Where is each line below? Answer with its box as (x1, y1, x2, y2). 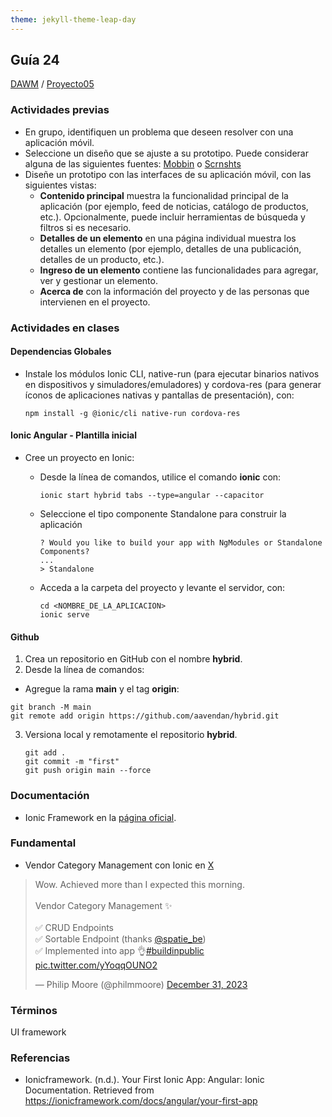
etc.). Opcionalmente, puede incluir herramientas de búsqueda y (39, 211, 306, 223)
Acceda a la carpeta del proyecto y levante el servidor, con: (39, 582, 286, 594)
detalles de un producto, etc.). (39, 253, 165, 265)
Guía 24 (10, 52, 60, 69)
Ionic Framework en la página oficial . (24, 811, 177, 823)
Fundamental (10, 836, 77, 850)
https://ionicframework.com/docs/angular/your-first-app (24, 1095, 258, 1107)
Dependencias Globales (10, 346, 112, 358)
